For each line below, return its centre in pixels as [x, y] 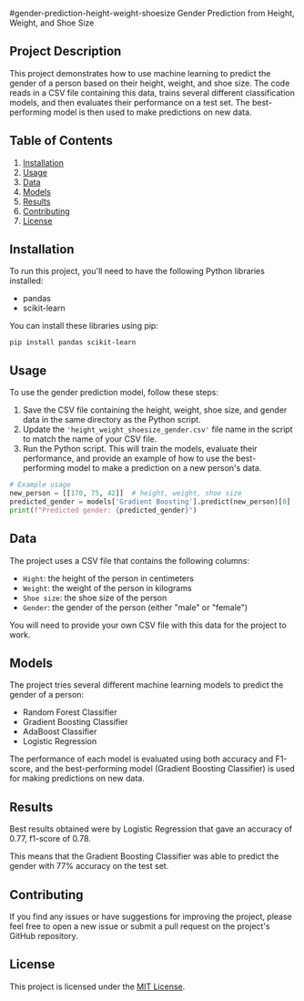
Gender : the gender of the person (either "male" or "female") [135, 607]
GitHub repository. [44, 936]
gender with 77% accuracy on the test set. [89, 866]
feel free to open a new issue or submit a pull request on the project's [140, 926]
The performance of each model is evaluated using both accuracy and [142, 759]
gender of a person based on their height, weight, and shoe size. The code [150, 83]
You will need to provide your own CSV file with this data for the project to [148, 625]
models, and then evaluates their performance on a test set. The [130, 102]
